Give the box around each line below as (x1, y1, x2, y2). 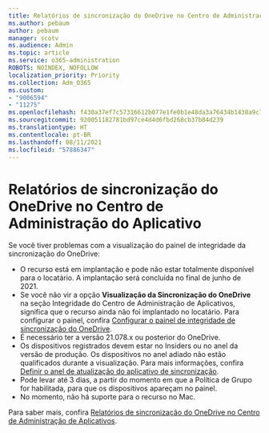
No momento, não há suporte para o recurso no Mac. (19, 392, 196, 402)
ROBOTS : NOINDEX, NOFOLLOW (8, 64, 98, 72)
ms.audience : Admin (8, 42, 74, 50)
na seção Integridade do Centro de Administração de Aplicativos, (19, 299, 236, 308)
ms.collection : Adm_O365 (8, 78, 91, 86)
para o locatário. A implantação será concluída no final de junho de (19, 273, 242, 283)
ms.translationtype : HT (8, 123, 88, 131)
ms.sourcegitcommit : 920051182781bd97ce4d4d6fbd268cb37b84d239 (8, 116, 224, 124)
